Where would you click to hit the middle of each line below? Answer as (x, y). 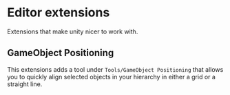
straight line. (25, 84)
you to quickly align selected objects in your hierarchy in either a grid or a (111, 77)
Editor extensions (59, 13)
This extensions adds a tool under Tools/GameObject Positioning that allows (115, 69)
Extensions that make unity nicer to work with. (73, 31)
